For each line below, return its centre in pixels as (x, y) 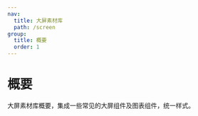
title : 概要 (31, 41)
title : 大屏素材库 (38, 21)
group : (17, 34)
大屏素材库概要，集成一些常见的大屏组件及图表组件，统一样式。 (101, 105)
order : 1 (27, 47)
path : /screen (35, 27)
